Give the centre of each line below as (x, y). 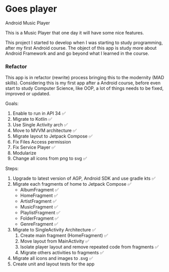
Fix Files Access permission (42, 142)
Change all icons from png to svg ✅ (50, 158)
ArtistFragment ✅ (38, 201)
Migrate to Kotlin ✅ (32, 119)
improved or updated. (28, 94)
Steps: (12, 168)
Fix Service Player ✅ (34, 147)
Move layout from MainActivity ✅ (55, 241)
